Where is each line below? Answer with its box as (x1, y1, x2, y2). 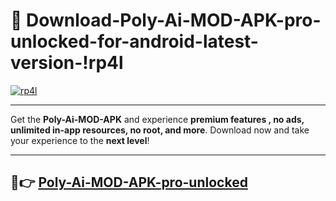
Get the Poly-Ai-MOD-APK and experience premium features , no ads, (10, 113, 305, 125)
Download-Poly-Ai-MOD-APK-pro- (26, 9, 322, 32)
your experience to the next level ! (10, 134, 150, 146)
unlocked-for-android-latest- (10, 30, 259, 53)
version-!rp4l (10, 52, 124, 74)
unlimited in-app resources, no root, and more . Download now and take (10, 124, 310, 136)
